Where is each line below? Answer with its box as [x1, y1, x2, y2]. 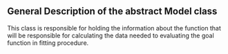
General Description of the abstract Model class [7, 6, 218, 17]
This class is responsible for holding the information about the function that [7, 24, 221, 32]
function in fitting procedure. [7, 38, 89, 47]
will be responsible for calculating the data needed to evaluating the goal [7, 31, 214, 39]
